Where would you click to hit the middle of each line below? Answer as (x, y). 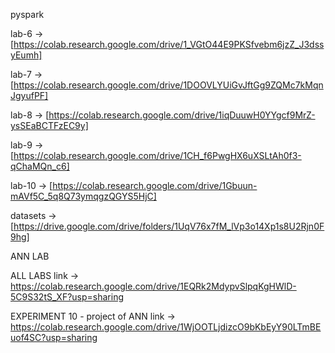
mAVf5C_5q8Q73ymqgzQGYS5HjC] (83, 196)
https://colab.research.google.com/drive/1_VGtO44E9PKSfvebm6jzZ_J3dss (169, 44)
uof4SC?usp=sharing (54, 337)
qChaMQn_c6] (40, 166)
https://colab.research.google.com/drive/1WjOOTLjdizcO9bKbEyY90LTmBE (166, 327)
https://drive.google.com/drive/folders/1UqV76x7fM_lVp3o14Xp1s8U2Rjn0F (169, 226)
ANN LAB (30, 256)
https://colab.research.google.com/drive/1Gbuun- (155, 185)
